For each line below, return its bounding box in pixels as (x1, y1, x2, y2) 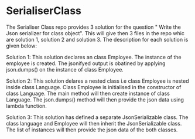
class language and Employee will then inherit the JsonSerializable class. (6, 120, 182, 127)
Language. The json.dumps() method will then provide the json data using (6, 96, 184, 103)
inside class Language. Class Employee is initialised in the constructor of (6, 83, 182, 90)
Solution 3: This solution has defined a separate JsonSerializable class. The (6, 113, 189, 121)
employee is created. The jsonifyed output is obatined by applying (6, 60, 166, 67)
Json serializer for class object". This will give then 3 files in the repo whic (6, 29, 184, 36)
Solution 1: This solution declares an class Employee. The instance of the (6, 53, 182, 60)
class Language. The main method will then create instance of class (6, 90, 170, 97)
